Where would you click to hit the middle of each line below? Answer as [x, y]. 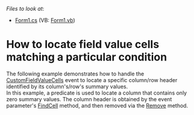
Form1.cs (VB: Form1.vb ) [45, 20]
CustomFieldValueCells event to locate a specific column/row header [92, 80]
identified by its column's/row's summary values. [67, 86]
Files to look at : [25, 9]
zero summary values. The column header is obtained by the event [89, 99]
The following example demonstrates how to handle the [75, 74]
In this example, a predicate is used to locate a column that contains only [97, 93]
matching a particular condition [87, 57]
